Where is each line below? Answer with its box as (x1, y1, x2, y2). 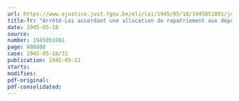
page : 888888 (7, 43, 46, 51)
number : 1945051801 (7, 37, 65, 44)
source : (7, 30, 31, 38)
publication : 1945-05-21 (7, 57, 81, 64)
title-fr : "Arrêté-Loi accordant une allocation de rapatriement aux (7, 17, 218, 24)
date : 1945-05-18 (7, 23, 59, 31)
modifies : (7, 70, 37, 77)
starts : (7, 63, 31, 70)
